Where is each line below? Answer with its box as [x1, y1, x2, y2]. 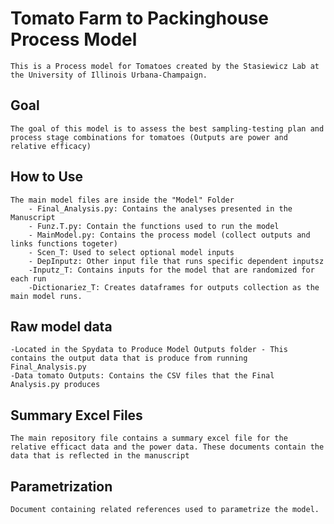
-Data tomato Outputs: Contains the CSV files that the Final [10, 371, 275, 381]
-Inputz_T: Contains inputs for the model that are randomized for [28, 265, 315, 275]
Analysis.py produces [10, 380, 101, 390]
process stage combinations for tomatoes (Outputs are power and [10, 132, 288, 142]
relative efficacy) [10, 141, 92, 151]
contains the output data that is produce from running [10, 353, 248, 364]
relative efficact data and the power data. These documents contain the [10, 442, 325, 452]
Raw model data [10, 318, 113, 335]
